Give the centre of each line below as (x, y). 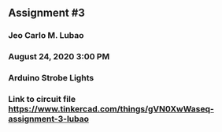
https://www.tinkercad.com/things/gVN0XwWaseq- (111, 109)
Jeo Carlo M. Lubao (46, 36)
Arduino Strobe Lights (51, 78)
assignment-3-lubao (48, 119)
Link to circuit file (42, 100)
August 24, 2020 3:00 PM (59, 57)
